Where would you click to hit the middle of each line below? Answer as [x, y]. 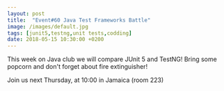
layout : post [26, 14]
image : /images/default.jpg [48, 26]
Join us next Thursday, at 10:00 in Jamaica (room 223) [86, 80]
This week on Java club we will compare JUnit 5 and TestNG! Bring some [112, 59]
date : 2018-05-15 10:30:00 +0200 [56, 40]
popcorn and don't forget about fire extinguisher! [78, 67]
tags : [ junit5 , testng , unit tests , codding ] [70, 33]
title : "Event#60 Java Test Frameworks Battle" [79, 20]
